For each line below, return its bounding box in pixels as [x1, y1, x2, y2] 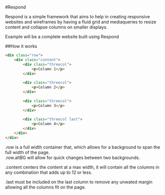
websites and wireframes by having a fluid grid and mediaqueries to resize [5, 19, 157, 25]
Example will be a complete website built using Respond [5, 34, 119, 39]
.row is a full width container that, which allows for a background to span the [5, 144, 161, 150]
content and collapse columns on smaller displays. [5, 24, 108, 30]
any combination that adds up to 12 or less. [5, 169, 93, 175]
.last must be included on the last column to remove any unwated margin [5, 179, 153, 185]
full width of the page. [5, 149, 50, 155]
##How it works [5, 43, 37, 49]
